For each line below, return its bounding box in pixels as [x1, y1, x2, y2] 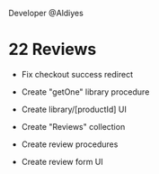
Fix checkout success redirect [21, 69, 134, 79]
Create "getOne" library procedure [21, 86, 150, 97]
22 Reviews [8, 40, 97, 60]
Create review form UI [21, 156, 104, 167]
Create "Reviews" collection [21, 121, 126, 132]
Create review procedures [21, 139, 119, 150]
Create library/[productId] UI [21, 104, 127, 114]
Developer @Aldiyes [8, 8, 84, 18]
